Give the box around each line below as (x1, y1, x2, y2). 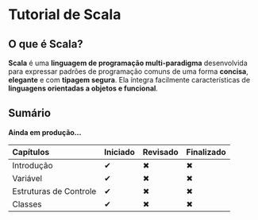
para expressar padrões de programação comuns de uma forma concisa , (8, 67, 248, 76)
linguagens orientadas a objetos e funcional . (8, 83, 159, 93)
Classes (12, 199, 42, 210)
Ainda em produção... (8, 127, 82, 137)
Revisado (142, 146, 179, 157)
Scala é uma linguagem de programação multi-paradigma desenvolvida (8, 58, 248, 68)
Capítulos (12, 146, 50, 157)
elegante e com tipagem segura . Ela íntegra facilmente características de (8, 75, 251, 84)
